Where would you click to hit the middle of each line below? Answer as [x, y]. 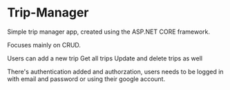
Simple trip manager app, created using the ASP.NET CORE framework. [109, 32]
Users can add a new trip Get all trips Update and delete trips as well [105, 58]
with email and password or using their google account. [86, 79]
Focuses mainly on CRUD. [44, 45]
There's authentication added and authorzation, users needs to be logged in [115, 71]
